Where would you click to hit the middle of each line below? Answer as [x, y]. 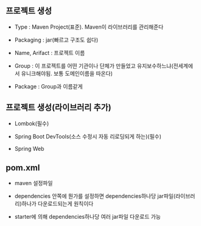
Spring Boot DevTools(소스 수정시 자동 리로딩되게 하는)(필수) [88, 136]
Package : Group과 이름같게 [48, 86]
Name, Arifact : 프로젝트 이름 [50, 53]
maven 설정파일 [33, 183]
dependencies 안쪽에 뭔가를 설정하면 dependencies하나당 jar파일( [95, 196]
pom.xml [23, 168]
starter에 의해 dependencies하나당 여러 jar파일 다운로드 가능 [87, 217]
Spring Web [29, 148]
